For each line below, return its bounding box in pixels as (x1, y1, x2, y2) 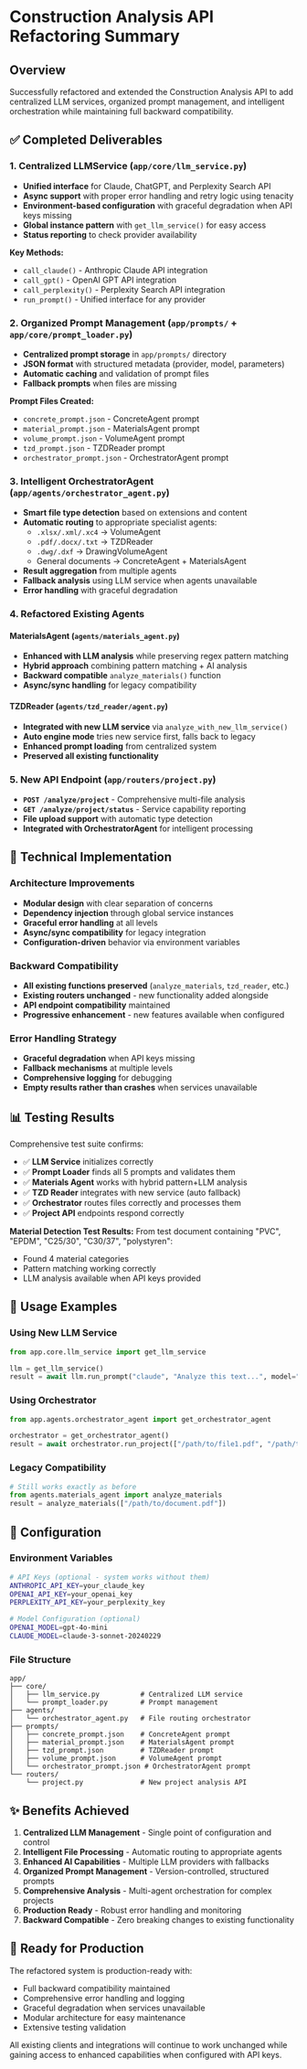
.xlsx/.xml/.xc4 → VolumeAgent (36, 527, 162, 538)
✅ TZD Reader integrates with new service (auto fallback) (22, 1187, 241, 1198)
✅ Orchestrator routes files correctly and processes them (22, 1198, 242, 1208)
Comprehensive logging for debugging (22, 1072, 172, 1083)
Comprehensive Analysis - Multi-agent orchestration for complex (22, 1885, 272, 1896)
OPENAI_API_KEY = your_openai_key (9, 1589, 132, 1599)
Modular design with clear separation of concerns (22, 898, 213, 909)
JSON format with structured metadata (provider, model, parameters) (22, 358, 285, 369)
